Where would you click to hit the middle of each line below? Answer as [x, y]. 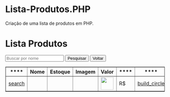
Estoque [60, 72]
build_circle [151, 83]
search [17, 83]
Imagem [86, 72]
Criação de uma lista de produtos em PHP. [49, 23]
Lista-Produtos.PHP [48, 9]
